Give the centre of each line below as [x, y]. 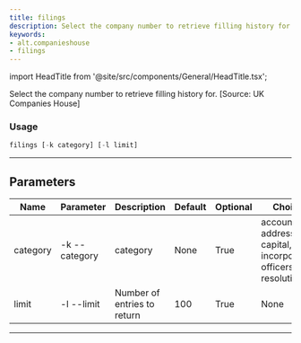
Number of [138, 293]
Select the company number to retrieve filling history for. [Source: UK [137, 94]
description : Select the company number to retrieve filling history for [150, 26]
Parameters [43, 182]
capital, [276, 245]
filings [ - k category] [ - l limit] [74, 145]
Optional [233, 207]
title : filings [38, 18]
